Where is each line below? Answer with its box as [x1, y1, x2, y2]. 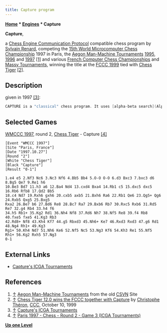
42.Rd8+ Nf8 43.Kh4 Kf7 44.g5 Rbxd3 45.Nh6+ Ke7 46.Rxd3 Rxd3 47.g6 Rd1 [5, 219, 159, 224]
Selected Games [5, 118, 57, 126]
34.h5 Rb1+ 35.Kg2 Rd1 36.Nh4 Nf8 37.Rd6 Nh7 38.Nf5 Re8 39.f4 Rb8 [5, 210, 148, 216]
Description [5, 81, 42, 90]
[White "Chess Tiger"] [5, 158, 52, 164]
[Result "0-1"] [5, 167, 37, 172]
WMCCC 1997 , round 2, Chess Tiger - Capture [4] [5, 131, 107, 137]
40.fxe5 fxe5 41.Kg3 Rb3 [5, 215, 57, 220]
